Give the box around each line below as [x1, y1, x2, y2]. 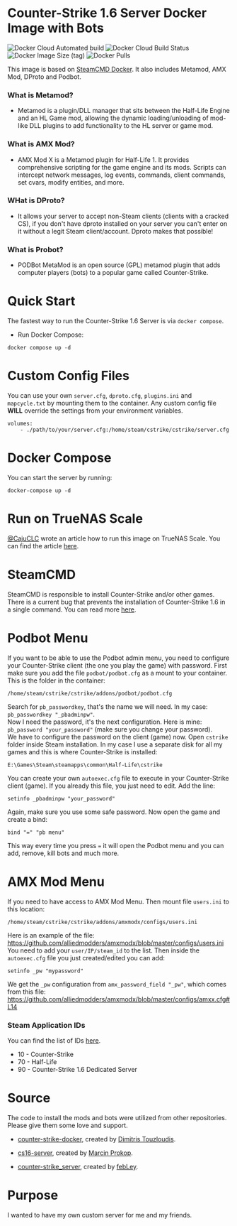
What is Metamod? [7, 90, 74, 100]
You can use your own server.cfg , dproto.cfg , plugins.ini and [7, 391, 192, 399]
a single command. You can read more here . [7, 605, 137, 614]
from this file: [7, 987, 46, 996]
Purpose [7, 1188, 59, 1203]
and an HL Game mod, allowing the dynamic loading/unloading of [17, 114, 209, 122]
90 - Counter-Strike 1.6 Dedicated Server [17, 1065, 138, 1073]
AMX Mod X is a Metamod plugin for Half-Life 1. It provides [17, 155, 190, 164]
